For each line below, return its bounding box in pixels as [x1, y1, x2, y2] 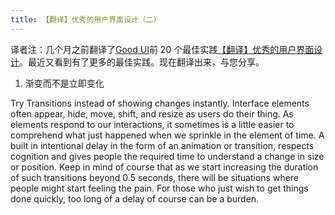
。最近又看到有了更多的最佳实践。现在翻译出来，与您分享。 [19, 56, 265, 68]
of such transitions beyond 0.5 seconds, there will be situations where [10, 171, 300, 183]
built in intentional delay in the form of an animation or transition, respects [10, 139, 315, 151]
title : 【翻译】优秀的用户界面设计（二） [10, 14, 162, 25]
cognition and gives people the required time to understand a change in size [10, 150, 325, 162]
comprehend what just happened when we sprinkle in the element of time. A [10, 129, 325, 141]
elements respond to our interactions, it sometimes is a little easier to [10, 118, 295, 130]
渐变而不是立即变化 [24, 77, 105, 89]
